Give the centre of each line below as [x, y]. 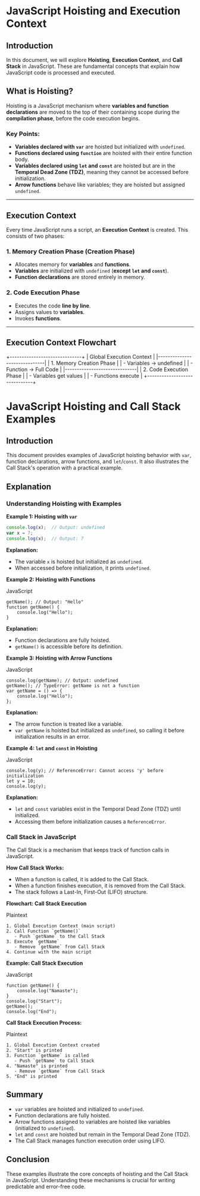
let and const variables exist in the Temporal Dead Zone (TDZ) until [98, 809]
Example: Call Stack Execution [45, 963]
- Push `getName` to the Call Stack [60, 936]
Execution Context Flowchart [61, 342]
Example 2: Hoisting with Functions [51, 579]
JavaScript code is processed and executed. [61, 72]
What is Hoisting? [40, 91]
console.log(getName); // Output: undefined [62, 681]
